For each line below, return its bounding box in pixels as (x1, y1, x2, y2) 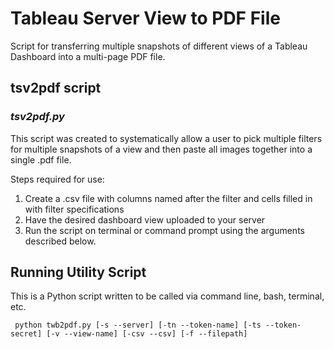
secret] (10, 329, 43, 339)
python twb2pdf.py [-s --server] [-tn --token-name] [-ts (14, 320, 262, 331)
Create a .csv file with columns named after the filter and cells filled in (24, 192, 313, 204)
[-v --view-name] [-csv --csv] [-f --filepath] (46, 329, 248, 339)
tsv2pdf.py (10, 110, 65, 124)
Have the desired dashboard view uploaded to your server (24, 213, 266, 226)
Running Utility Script (10, 264, 147, 281)
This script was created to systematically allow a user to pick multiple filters (10, 132, 323, 144)
